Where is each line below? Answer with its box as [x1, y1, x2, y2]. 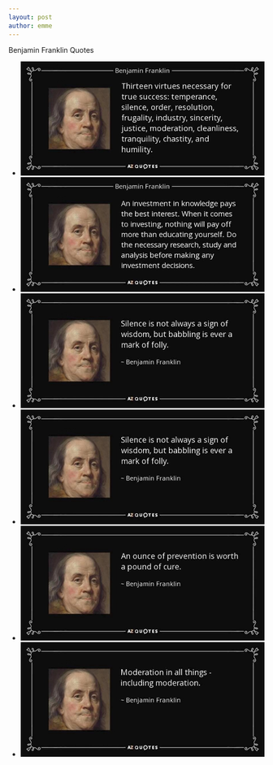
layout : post [8, 13, 53, 21]
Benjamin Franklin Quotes [8, 45, 95, 54]
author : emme [8, 21, 53, 30]
